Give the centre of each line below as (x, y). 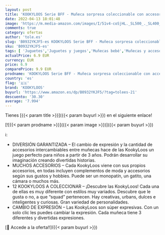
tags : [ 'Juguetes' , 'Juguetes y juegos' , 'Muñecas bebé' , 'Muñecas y (76, 51)
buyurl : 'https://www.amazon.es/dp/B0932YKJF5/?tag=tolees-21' (71, 92)
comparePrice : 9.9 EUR (28, 69)
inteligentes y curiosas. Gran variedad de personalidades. (70, 202)
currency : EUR (20, 60)
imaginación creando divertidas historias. (54, 160)
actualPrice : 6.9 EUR (27, 55)
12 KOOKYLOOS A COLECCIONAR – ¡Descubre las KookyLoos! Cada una (86, 186)
